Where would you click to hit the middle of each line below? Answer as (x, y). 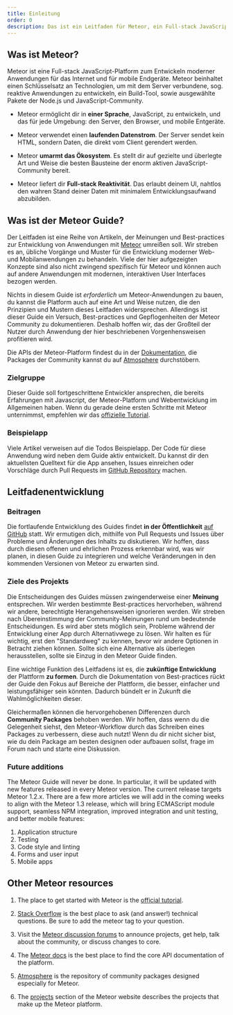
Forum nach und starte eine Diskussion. (64, 749)
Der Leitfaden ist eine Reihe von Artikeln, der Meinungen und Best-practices (116, 237)
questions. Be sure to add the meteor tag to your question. (101, 921)
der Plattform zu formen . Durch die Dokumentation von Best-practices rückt (116, 676)
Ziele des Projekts (38, 582)
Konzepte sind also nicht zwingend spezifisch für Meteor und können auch (114, 267)
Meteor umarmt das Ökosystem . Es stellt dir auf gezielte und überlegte (119, 156)
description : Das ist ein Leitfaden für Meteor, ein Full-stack (102, 26)
